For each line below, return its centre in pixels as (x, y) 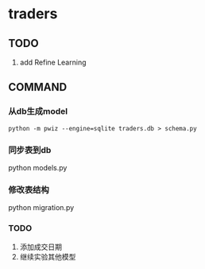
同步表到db (30, 150)
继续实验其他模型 (48, 256)
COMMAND (38, 87)
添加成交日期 (41, 247)
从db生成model (38, 111)
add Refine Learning (53, 62)
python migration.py (41, 208)
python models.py (38, 167)
